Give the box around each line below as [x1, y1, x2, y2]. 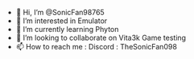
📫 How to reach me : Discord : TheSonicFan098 [15, 42, 177, 51]
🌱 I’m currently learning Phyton [15, 25, 119, 33]
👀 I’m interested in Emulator [15, 16, 108, 26]
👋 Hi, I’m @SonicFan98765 [15, 8, 105, 17]
